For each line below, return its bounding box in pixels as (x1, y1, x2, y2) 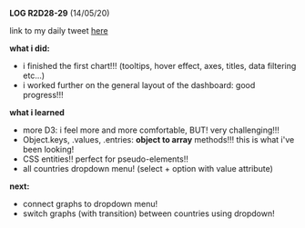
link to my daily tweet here (9, 25, 108, 35)
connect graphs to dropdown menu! (22, 199, 158, 209)
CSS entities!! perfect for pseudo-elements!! (22, 154, 188, 164)
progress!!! (22, 90, 64, 100)
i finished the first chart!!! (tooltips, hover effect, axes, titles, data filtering (22, 61, 297, 71)
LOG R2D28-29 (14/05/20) (9, 8, 110, 18)
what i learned (9, 107, 66, 117)
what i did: (9, 43, 50, 54)
